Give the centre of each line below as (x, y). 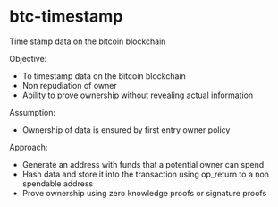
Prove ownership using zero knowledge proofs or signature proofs (144, 193)
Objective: (28, 58)
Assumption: (33, 112)
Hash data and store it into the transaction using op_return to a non (146, 174)
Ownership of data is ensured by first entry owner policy (126, 129)
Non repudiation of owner (70, 85)
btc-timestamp (66, 17)
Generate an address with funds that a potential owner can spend (143, 164)
